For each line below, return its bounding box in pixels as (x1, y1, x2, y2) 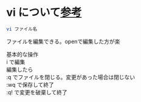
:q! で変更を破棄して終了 (6, 89, 68, 96)
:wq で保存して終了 (6, 81, 55, 88)
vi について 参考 (6, 5, 82, 19)
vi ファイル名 (6, 25, 38, 32)
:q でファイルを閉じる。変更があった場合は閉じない (6, 73, 136, 81)
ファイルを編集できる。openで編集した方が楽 (6, 38, 120, 45)
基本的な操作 (6, 50, 38, 58)
